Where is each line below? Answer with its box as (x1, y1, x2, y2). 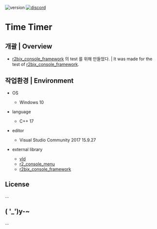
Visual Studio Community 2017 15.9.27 (19, 137, 96, 143)
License (5, 180, 30, 189)
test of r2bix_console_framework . (12, 61, 79, 67)
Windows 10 (19, 99, 44, 105)
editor (12, 127, 24, 133)
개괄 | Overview (5, 42, 52, 51)
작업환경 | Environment (5, 77, 74, 85)
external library (12, 146, 43, 152)
